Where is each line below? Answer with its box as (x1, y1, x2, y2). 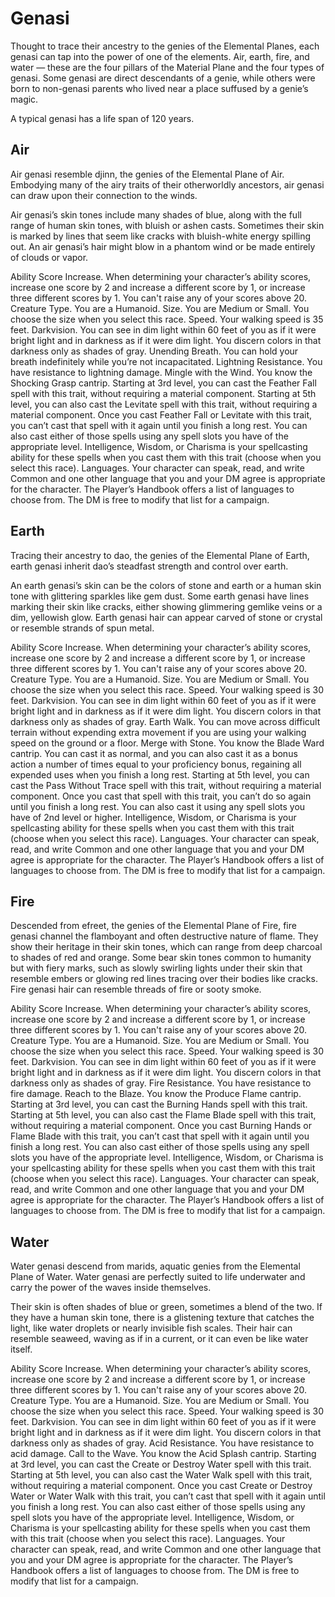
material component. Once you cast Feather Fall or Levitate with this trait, (10, 408, 313, 421)
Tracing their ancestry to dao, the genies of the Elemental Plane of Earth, (10, 549, 310, 561)
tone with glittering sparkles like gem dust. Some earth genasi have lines (10, 590, 310, 602)
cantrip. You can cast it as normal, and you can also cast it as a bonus (10, 747, 298, 759)
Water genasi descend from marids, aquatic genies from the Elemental (10, 1260, 301, 1272)
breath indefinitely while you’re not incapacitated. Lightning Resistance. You (10, 355, 323, 367)
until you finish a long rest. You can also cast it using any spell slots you (10, 800, 306, 812)
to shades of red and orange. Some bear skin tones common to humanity (10, 952, 312, 964)
